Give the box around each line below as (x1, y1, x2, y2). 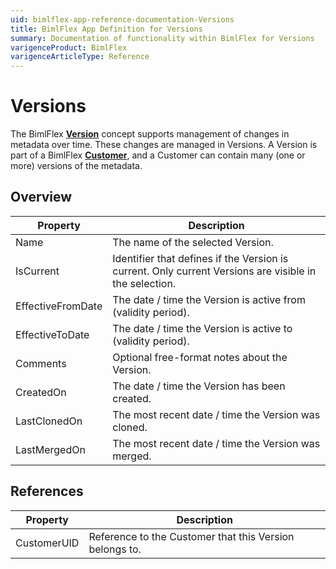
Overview (10, 189, 73, 206)
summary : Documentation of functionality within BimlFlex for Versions (10, 33, 315, 43)
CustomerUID (15, 536, 80, 550)
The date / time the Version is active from (112, 292, 306, 306)
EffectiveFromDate (15, 299, 103, 313)
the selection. (112, 276, 177, 290)
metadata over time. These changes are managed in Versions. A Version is (10, 139, 318, 151)
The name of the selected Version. (112, 235, 274, 249)
